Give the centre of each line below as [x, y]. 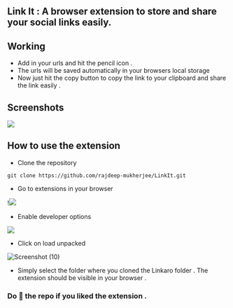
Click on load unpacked [51, 243]
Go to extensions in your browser [65, 188]
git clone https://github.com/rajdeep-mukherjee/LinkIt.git [97, 175]
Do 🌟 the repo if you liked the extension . [77, 295]
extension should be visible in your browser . [82, 278]
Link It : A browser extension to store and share [112, 12]
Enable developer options [54, 216]
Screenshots [36, 107]
